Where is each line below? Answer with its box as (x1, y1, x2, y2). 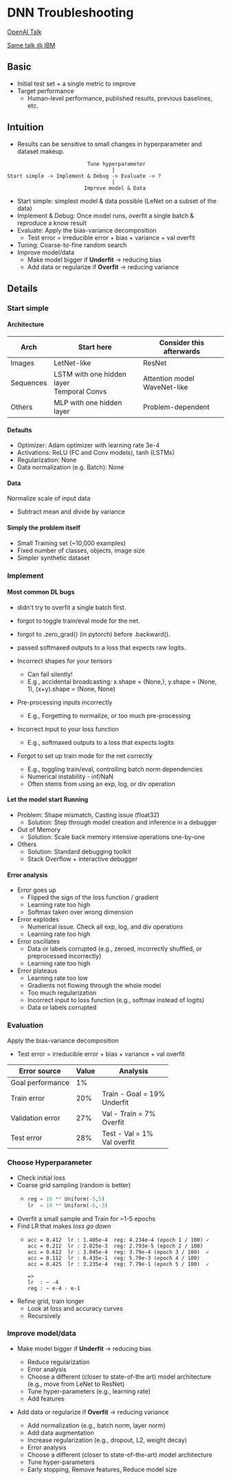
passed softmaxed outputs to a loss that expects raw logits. (16, 643, 186, 652)
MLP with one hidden (54, 398, 122, 408)
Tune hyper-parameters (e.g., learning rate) (27, 1387, 151, 1395)
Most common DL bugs (7, 588, 75, 596)
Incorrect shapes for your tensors (16, 656, 113, 665)
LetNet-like (54, 358, 91, 368)
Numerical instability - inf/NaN (27, 772, 113, 781)
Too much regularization (27, 989, 97, 997)
